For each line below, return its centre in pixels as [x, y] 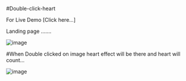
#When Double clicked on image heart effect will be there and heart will [93, 54]
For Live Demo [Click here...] [41, 20]
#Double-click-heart [31, 9]
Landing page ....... [29, 31]
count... [15, 60]
